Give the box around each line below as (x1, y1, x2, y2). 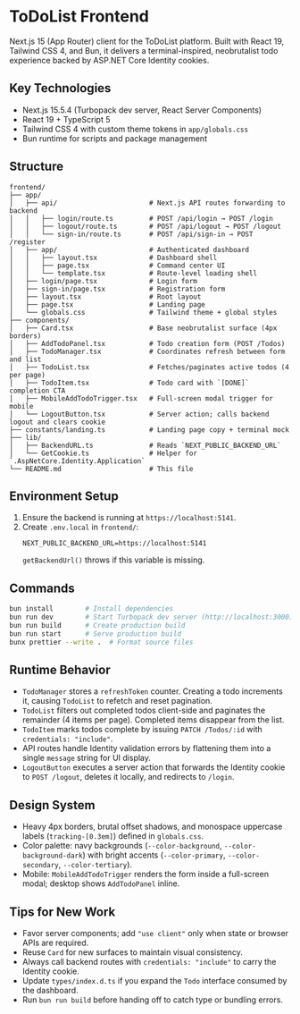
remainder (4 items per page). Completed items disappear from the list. (21, 714, 285, 725)
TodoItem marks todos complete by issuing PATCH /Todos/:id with (21, 724, 263, 735)
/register (9, 237, 46, 247)
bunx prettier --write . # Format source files (9, 638, 194, 646)
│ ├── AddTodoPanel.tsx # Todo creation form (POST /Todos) (9, 339, 286, 348)
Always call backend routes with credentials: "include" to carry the (21, 957, 277, 967)
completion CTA (9, 386, 66, 395)
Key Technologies (9, 80, 112, 96)
